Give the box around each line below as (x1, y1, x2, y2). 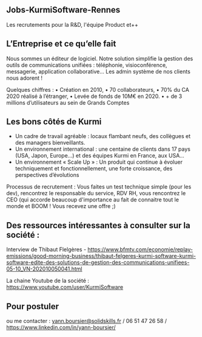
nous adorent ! (6, 74, 43, 82)
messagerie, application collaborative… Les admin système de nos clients (6, 68, 191, 75)
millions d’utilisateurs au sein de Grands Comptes (6, 99, 130, 106)
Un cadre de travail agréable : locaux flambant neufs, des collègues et (15, 133, 191, 140)
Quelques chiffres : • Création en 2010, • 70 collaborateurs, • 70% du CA (6, 86, 189, 93)
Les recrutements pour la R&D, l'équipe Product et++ (6, 21, 138, 28)
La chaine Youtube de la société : (6, 277, 90, 285)
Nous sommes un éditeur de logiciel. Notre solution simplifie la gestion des (6, 55, 194, 62)
